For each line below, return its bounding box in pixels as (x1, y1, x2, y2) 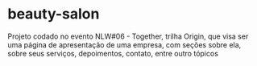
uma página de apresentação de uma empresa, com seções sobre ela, (7, 39, 242, 49)
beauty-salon (7, 5, 100, 23)
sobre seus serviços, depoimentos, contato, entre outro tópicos (7, 48, 219, 58)
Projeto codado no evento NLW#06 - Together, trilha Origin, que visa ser (7, 31, 249, 41)
